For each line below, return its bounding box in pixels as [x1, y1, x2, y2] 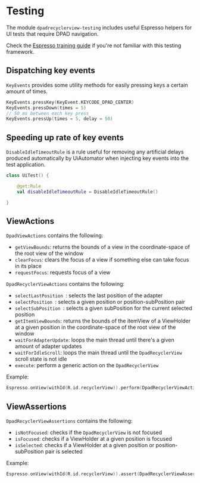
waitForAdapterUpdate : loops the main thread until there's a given [14, 336, 174, 344]
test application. [6, 161, 46, 168]
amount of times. [6, 88, 48, 95]
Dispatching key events [6, 66, 95, 76]
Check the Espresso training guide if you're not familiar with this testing [6, 42, 182, 49]
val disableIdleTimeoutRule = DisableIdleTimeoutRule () [17, 189, 159, 195]
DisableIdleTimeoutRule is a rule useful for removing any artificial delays [6, 148, 184, 156]
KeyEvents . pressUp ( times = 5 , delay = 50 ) [6, 116, 113, 122]
